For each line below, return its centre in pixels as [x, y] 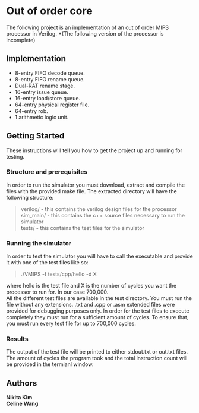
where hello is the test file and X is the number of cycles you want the [91, 286]
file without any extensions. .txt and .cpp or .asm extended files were [91, 305]
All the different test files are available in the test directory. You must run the [99, 298]
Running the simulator [39, 243]
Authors [22, 383]
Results [17, 339]
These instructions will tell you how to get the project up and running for [94, 150]
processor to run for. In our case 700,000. [57, 292]
